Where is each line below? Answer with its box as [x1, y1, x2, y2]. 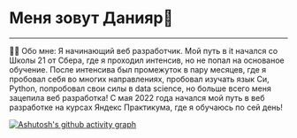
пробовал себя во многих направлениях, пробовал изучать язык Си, [9, 73, 270, 84]
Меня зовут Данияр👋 [9, 8, 174, 28]
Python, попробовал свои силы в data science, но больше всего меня [9, 83, 271, 94]
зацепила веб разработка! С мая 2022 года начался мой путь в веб [9, 92, 265, 103]
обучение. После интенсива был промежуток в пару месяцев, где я [9, 64, 267, 74]
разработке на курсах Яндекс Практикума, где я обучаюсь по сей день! [9, 102, 283, 112]
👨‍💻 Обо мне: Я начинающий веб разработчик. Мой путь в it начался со [9, 45, 278, 56]
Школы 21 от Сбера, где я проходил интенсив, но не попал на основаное [9, 55, 285, 65]
